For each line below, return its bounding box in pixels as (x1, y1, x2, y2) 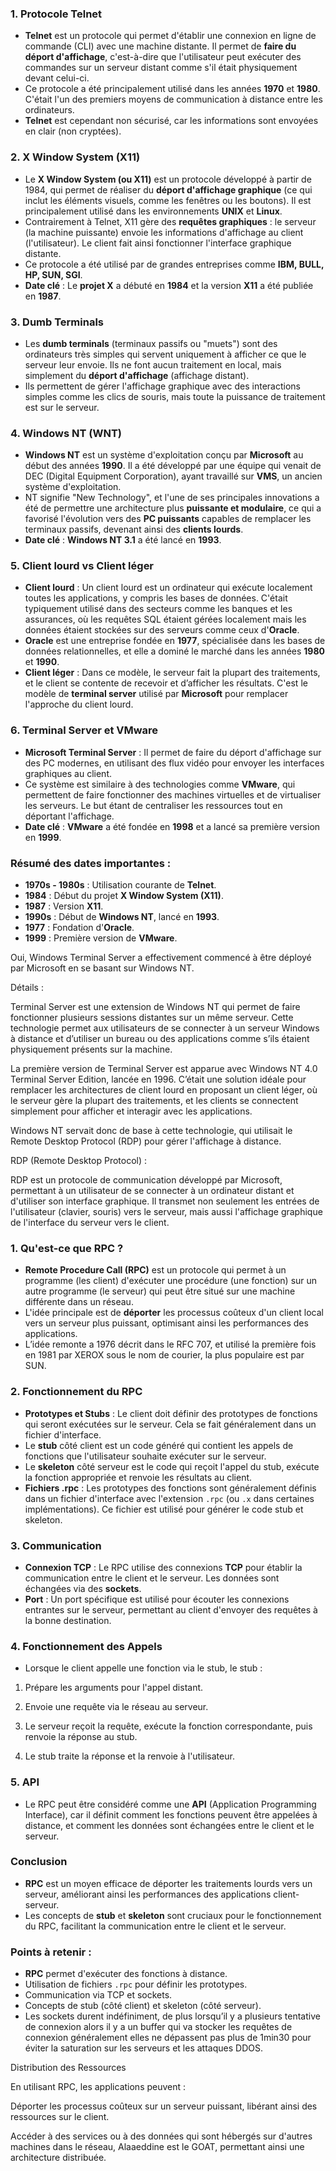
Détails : (10, 982, 44, 994)
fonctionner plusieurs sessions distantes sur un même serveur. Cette (10, 1012, 294, 1024)
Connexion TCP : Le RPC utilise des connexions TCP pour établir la (24, 1561, 303, 1573)
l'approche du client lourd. (24, 698, 134, 711)
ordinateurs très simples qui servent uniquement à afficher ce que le (24, 348, 307, 360)
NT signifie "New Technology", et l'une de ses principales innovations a (24, 492, 320, 504)
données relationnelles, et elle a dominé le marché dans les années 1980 (24, 645, 325, 657)
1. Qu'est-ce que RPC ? (10, 1242, 124, 1255)
